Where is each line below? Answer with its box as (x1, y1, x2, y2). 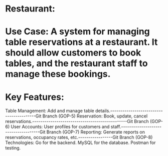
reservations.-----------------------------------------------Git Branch (5, 118, 149, 124)
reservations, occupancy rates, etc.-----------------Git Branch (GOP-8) (5, 134, 153, 140)
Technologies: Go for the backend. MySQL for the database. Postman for (5, 139, 156, 145)
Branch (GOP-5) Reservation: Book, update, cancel (42, 113, 148, 119)
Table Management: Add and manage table (5, 108, 94, 114)
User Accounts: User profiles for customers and (11, 123, 110, 130)
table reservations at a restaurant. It (5, 36, 158, 48)
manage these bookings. (5, 68, 111, 80)
